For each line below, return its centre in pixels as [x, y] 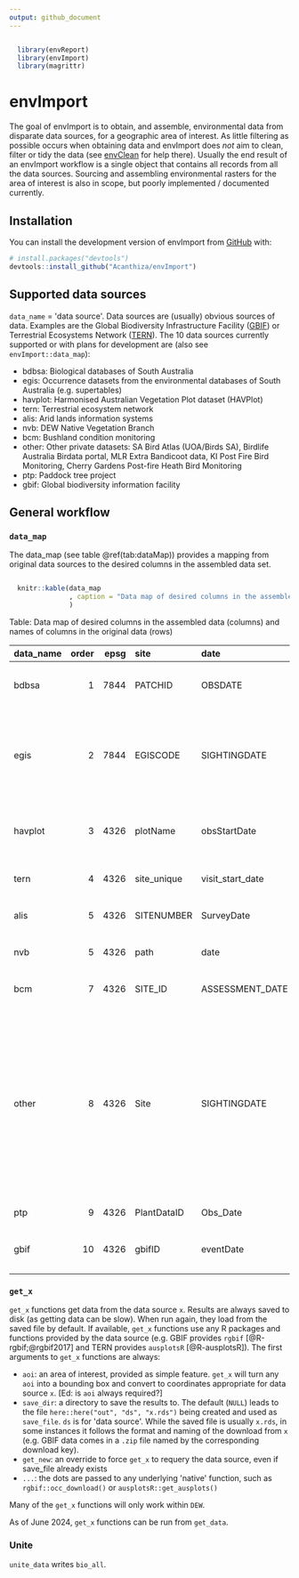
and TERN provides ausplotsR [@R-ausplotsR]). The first [179, 1347]
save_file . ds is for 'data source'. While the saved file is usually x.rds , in [154, 1421]
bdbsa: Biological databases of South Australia [108, 371]
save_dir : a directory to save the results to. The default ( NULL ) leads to [150, 1403]
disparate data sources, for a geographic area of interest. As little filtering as [149, 136]
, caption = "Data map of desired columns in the [162, 597]
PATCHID [154, 684]
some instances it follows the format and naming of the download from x [155, 1431]
